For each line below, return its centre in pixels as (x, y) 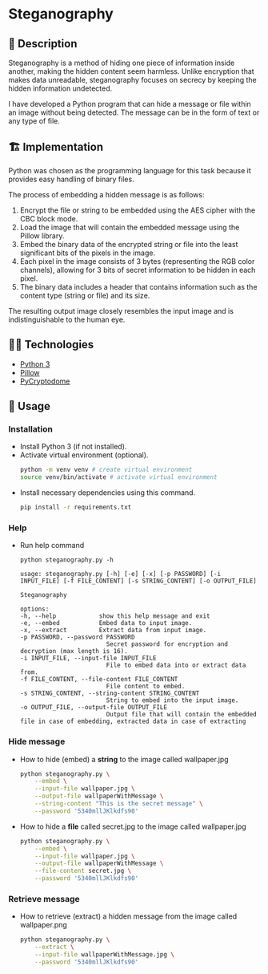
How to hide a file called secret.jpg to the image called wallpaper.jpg (133, 826)
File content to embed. (146, 687)
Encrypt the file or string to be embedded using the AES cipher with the (138, 210)
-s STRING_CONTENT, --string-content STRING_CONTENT (110, 694)
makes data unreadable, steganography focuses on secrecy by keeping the (133, 80)
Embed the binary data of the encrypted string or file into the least (129, 244)
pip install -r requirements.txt (76, 507)
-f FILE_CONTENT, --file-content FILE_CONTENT (99, 680)
